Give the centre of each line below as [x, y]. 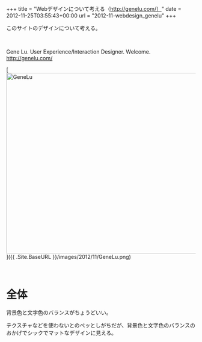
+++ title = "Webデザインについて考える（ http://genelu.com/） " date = [94, 9]
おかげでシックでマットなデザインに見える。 [62, 332]
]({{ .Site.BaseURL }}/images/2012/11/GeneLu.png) [69, 257]
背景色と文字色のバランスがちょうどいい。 [59, 312]
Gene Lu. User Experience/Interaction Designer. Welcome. [78, 52]
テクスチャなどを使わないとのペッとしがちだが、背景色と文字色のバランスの [101, 325]
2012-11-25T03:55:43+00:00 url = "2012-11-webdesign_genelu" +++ [91, 16]
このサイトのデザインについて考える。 [54, 28]
